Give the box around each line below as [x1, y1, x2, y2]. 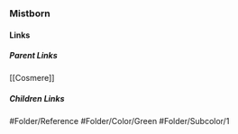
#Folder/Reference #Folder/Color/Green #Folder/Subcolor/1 [9, 116, 230, 127]
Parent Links [9, 50, 58, 61]
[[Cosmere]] [9, 73, 55, 84]
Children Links [9, 94, 65, 104]
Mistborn [9, 7, 51, 20]
